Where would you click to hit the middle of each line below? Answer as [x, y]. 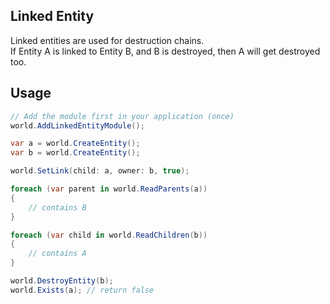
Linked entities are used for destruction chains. [107, 40]
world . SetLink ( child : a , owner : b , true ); [100, 171]
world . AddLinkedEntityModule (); [77, 125]
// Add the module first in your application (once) [122, 116]
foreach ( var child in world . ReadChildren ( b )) [109, 235]
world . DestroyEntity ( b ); [62, 281]
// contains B [57, 207]
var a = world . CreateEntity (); [75, 144]
